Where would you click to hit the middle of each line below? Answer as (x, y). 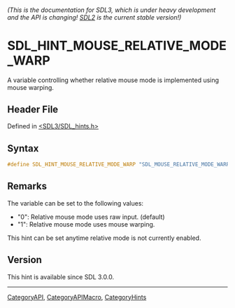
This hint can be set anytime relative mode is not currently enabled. (104, 238)
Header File (33, 109)
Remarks (27, 186)
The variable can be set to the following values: (76, 203)
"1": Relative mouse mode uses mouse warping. (86, 224)
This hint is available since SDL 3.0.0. (60, 276)
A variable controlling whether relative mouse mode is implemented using (113, 80)
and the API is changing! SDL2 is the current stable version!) (94, 17)
